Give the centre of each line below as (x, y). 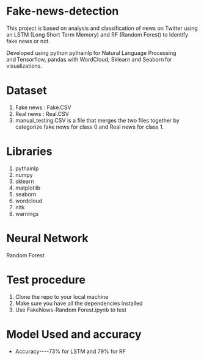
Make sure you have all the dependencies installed (79, 303)
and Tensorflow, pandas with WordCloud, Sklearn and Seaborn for (89, 59)
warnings (27, 213)
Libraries (29, 152)
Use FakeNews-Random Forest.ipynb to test (71, 310)
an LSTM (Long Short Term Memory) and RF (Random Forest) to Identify (97, 34)
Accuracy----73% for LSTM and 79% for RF (71, 351)
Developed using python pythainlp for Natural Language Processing (91, 52)
